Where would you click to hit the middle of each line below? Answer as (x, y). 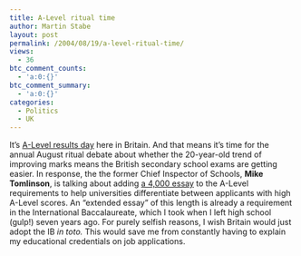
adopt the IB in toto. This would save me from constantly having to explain (148, 231)
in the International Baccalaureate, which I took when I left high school (141, 212)
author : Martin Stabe (50, 26)
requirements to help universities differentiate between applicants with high (150, 193)
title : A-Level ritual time (63, 18)
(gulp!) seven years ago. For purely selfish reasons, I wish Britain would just (150, 222)
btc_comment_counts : (49, 69)
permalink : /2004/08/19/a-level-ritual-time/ (97, 43)
